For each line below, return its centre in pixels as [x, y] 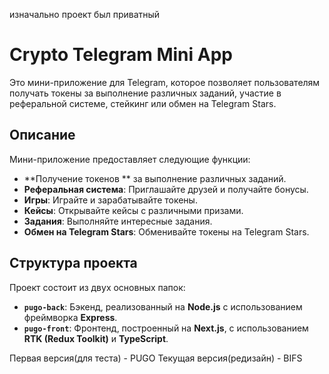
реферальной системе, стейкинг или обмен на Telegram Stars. [143, 103]
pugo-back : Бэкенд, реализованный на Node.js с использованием [163, 306]
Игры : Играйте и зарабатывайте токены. [110, 200]
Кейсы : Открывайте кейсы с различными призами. [133, 210]
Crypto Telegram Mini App [121, 55]
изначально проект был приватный [85, 14]
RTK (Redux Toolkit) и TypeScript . [96, 338]
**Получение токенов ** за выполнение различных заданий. [155, 178]
